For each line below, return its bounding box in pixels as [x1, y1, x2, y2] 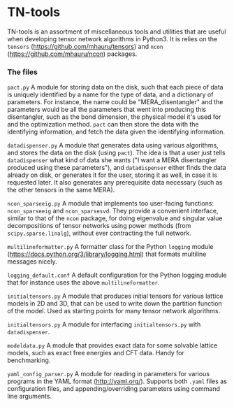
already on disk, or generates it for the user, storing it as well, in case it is [7, 171, 218, 179]
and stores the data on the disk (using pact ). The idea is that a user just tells [7, 148, 226, 157]
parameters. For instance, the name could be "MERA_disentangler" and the [7, 98, 224, 106]
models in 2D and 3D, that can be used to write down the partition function [7, 299, 222, 308]
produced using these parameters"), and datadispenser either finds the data [7, 164, 226, 172]
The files [7, 67, 38, 77]
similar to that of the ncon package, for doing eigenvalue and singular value [7, 214, 223, 222]
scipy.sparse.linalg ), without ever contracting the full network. [7, 229, 192, 238]
